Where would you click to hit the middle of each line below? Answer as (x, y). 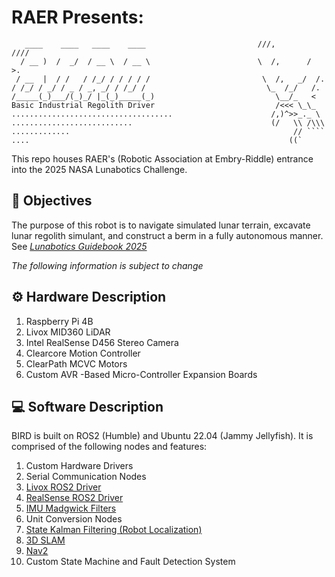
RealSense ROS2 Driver (74, 498)
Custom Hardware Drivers (79, 466)
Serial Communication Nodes (86, 477)
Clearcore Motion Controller (83, 353)
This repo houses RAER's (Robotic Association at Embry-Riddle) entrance (162, 158)
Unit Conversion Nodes (74, 519)
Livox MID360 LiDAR (68, 332)
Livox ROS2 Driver (63, 487)
